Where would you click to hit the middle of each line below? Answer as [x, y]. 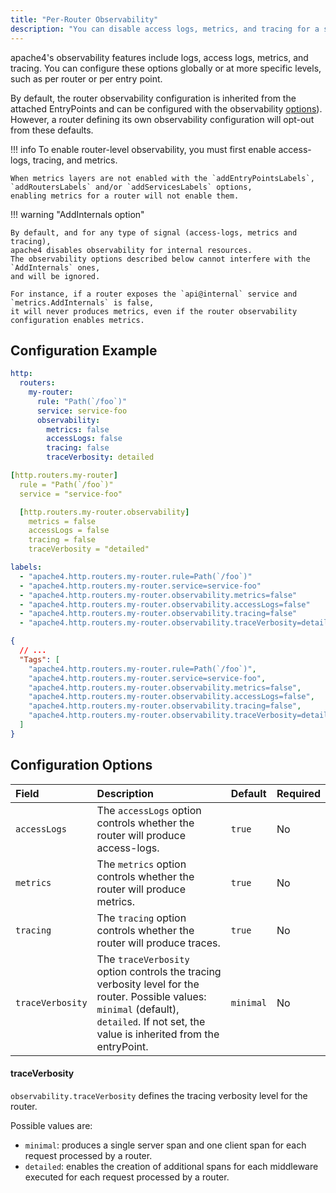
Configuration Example [84, 350]
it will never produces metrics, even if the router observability [154, 311]
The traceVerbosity [143, 959]
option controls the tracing [159, 971]
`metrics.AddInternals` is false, [82, 302]
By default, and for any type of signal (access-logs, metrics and [154, 232]
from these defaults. [52, 130]
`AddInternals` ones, [55, 267]
